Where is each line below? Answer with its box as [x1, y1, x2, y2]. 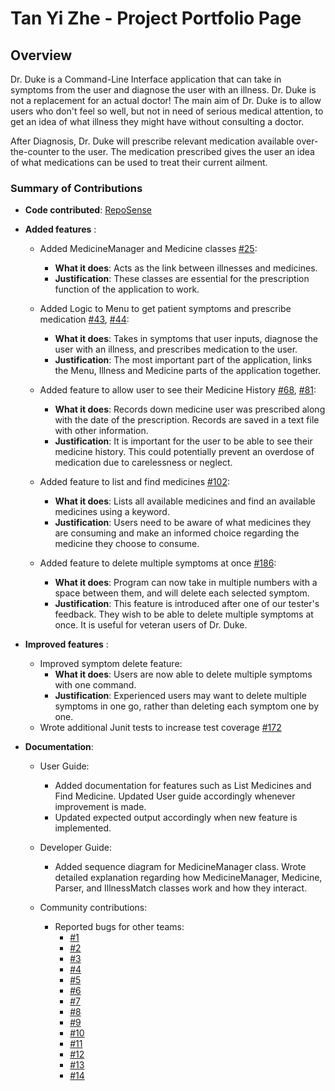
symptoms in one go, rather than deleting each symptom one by [54, 700, 320, 712]
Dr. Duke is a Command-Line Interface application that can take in [10, 73, 282, 85]
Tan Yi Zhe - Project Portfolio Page [10, 7, 302, 30]
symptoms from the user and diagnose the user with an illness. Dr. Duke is [10, 84, 317, 96]
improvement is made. [54, 801, 147, 813]
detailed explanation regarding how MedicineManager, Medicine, [54, 872, 323, 884]
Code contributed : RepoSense [24, 204, 153, 216]
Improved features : [24, 638, 109, 651]
